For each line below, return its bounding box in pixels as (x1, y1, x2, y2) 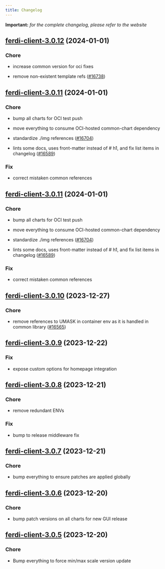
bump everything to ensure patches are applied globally (12, 474, 131, 480)
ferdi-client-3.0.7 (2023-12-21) (5, 447, 106, 456)
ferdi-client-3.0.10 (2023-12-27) (5, 291, 110, 300)
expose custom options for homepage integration (12, 365, 117, 372)
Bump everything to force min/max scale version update (12, 557, 131, 564)
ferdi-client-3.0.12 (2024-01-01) (5, 36, 110, 45)
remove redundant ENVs (12, 408, 64, 414)
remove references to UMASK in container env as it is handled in (12, 318, 149, 324)
